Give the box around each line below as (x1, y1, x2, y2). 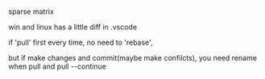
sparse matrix (8, 7, 54, 16)
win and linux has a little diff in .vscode (8, 22, 138, 31)
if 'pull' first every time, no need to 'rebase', (8, 38, 153, 47)
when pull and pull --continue (8, 61, 107, 71)
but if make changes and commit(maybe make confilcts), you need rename (8, 53, 258, 62)
